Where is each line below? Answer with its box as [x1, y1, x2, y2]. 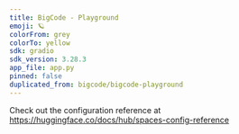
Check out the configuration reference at [9, 104, 161, 115]
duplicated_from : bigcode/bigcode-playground [9, 80, 183, 89]
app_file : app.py [9, 64, 75, 73]
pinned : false [9, 72, 63, 81]
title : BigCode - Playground [9, 13, 119, 22]
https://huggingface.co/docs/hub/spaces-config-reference [9, 114, 230, 125]
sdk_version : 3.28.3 [9, 55, 87, 64]
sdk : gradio [9, 47, 54, 56]
